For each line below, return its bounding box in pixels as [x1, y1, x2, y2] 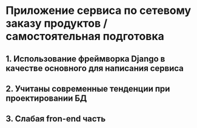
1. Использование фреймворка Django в [5, 53, 165, 64]
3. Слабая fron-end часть [5, 113, 106, 124]
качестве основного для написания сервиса [5, 63, 184, 73]
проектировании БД [5, 93, 87, 103]
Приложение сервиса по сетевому [5, 4, 192, 18]
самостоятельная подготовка [5, 30, 165, 43]
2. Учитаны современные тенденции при [5, 83, 170, 94]
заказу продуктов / [5, 16, 108, 30]
